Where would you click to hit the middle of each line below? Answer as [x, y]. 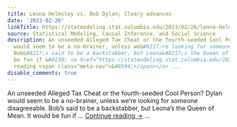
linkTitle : [23, 27]
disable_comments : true [42, 73]
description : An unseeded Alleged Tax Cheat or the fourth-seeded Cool [115, 40]
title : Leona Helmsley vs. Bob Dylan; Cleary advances [90, 14]
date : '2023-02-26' [36, 20]
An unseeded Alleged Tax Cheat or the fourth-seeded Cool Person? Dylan [115, 93]
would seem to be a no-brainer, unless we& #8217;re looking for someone [123, 47]
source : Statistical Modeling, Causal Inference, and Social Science [112, 34]
